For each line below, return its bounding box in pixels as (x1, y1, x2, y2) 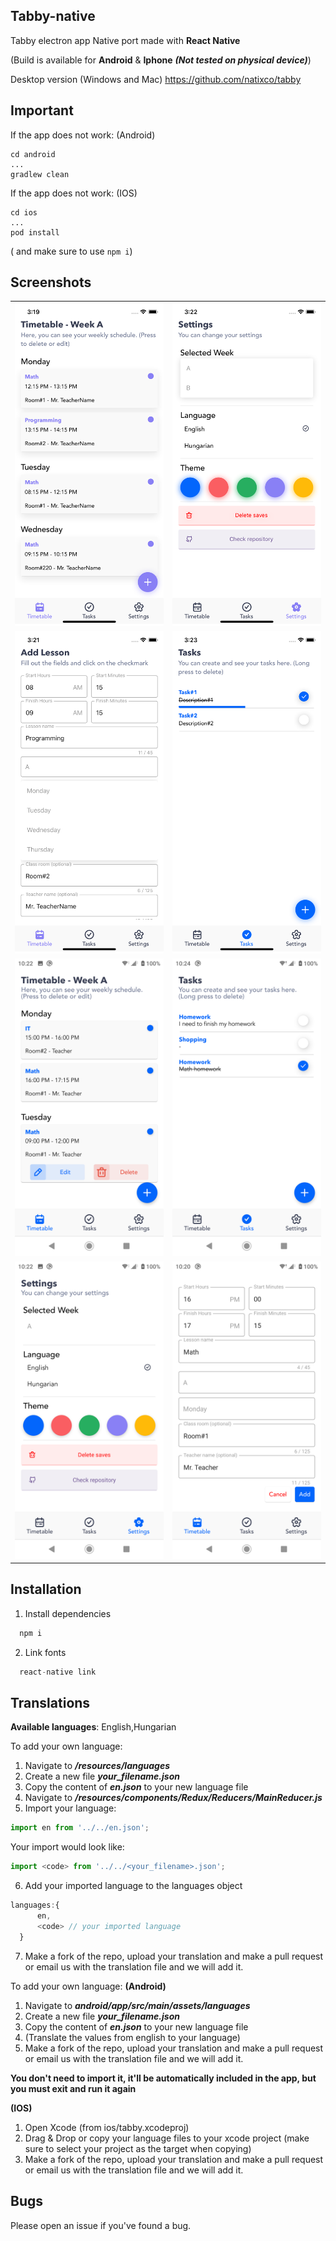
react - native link (19, 1667, 97, 1677)
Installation (10, 1581, 82, 1598)
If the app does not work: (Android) (10, 129, 156, 141)
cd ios (10, 207, 38, 218)
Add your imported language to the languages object (24, 1880, 243, 1892)
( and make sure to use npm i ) (10, 245, 133, 257)
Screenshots (10, 274, 92, 291)
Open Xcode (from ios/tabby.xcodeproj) (24, 2121, 190, 2133)
